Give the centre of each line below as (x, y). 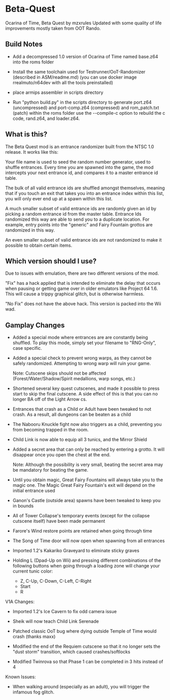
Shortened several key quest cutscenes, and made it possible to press (86, 388)
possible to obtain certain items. (39, 245)
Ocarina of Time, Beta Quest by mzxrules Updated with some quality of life (83, 23)
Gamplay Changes (35, 325)
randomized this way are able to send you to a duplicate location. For (77, 219)
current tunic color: (33, 571)
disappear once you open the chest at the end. (61, 455)
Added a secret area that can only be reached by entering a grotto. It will (89, 449)
